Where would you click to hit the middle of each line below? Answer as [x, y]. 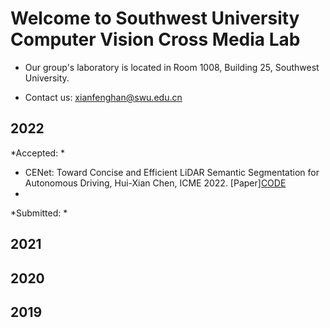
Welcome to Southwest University [155, 18]
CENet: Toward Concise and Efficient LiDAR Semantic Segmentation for [172, 172]
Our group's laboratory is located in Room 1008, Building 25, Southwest [172, 67]
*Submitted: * [39, 213]
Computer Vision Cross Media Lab [155, 39]
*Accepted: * [38, 153]
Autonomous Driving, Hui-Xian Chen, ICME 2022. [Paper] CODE [155, 183]
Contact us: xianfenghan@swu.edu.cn [103, 97]
